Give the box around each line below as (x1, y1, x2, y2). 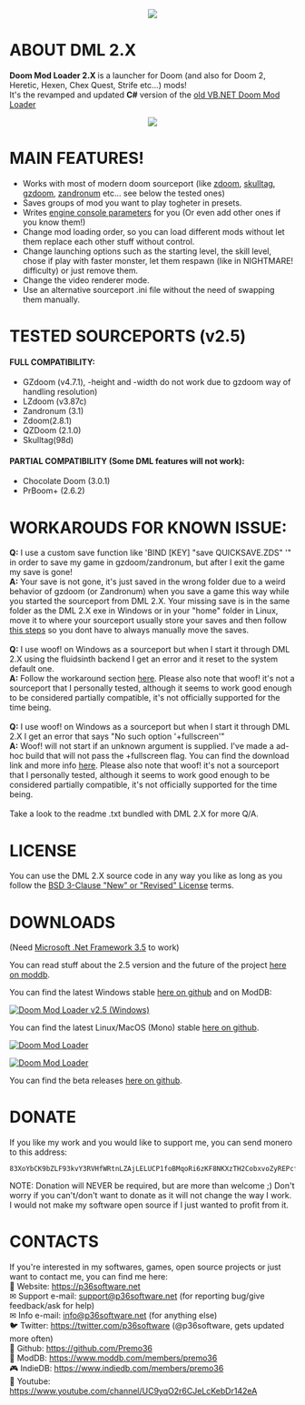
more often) (9, 1333, 54, 1344)
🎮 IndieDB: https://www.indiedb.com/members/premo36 (9, 1363, 224, 1374)
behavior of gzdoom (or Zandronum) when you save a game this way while (9, 586, 290, 597)
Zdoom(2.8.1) (22, 415, 73, 427)
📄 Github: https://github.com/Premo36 (9, 1343, 152, 1354)
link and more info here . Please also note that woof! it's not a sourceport (9, 760, 280, 771)
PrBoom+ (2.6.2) (22, 485, 85, 496)
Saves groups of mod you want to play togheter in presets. (22, 197, 242, 208)
